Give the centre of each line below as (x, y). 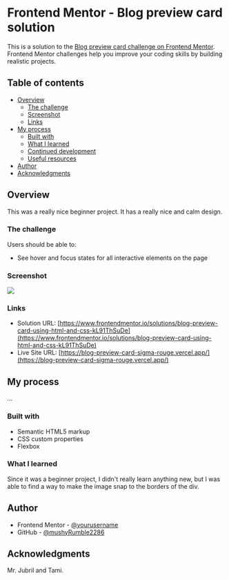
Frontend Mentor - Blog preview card (115, 13)
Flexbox (28, 446)
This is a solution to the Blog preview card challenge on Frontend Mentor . (111, 46)
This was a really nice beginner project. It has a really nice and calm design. (115, 212)
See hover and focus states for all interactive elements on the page (112, 258)
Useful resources (52, 158)
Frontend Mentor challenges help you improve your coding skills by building (115, 54)
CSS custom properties (50, 439)
